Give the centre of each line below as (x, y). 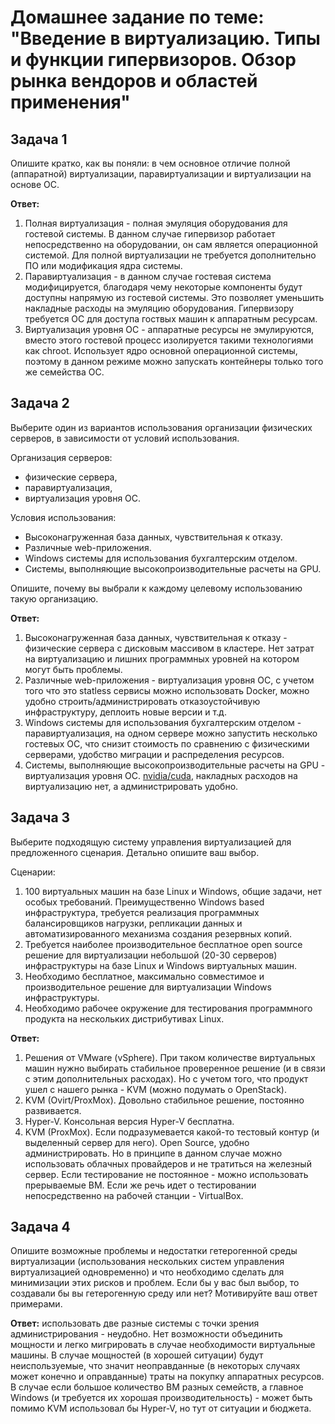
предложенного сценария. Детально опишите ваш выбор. (135, 852)
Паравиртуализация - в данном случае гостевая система (148, 276)
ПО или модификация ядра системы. (103, 265)
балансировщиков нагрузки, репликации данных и (133, 923)
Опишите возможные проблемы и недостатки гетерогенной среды (154, 1251)
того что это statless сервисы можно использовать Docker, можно (167, 690)
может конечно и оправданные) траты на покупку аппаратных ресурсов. (167, 1377)
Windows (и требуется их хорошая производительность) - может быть (161, 1398)
